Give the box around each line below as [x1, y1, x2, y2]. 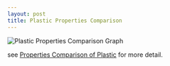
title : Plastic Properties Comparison [7, 17, 122, 24]
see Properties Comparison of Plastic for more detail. [7, 50, 164, 59]
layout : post [7, 10, 46, 18]
